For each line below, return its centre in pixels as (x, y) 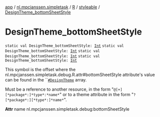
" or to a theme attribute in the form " (96, 94)
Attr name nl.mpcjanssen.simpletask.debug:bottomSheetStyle (67, 109)
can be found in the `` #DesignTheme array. (46, 79)
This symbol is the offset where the (40, 69)
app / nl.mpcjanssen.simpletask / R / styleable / (53, 7)
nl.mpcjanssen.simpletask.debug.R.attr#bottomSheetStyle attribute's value (80, 75)
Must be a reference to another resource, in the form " (59, 89)
